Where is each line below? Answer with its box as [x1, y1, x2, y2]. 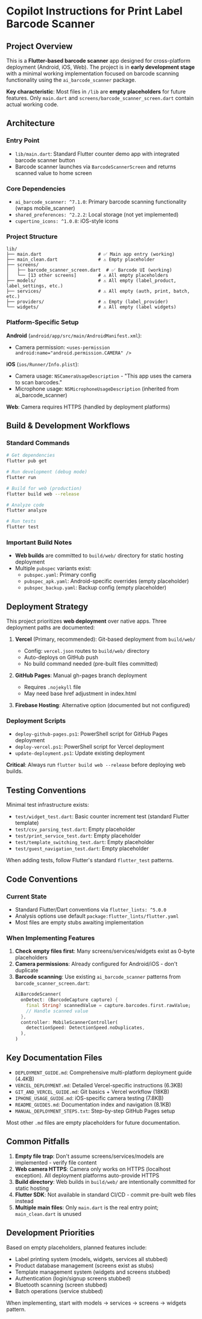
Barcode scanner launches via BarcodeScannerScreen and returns [14, 163, 176, 170]
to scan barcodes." [14, 378, 62, 386]
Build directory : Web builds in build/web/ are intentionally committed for [14, 1178, 196, 1185]
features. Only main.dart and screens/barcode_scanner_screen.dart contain [6, 95, 194, 101]
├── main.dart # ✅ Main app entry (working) [6, 252, 175, 258]
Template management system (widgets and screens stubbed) [14, 1268, 171, 1276]
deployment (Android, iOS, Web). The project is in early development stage [6, 63, 195, 71]
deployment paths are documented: [6, 624, 95, 631]
